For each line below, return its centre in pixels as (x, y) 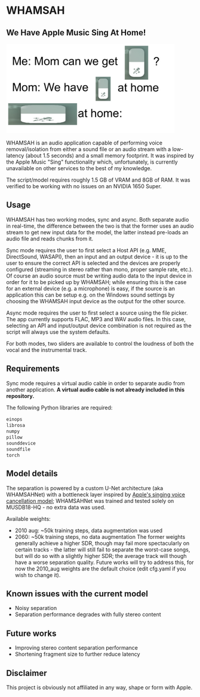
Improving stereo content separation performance (76, 648)
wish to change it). (38, 575)
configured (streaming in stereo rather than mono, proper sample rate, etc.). (100, 269)
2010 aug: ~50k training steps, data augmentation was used (89, 530)
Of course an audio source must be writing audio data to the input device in (99, 276)
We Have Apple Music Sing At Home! (76, 33)
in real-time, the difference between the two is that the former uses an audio (100, 226)
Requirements (33, 369)
